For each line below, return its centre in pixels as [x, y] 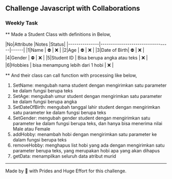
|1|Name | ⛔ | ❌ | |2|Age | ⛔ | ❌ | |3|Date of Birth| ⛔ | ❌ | [85, 50]
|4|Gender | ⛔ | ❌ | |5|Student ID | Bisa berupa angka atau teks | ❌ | [77, 57]
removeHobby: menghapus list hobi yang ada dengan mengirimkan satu [89, 145]
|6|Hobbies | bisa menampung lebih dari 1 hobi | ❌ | [59, 65]
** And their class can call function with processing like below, [71, 75]
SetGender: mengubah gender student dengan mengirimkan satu [81, 118]
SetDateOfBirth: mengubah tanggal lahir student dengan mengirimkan [86, 107]
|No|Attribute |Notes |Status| [35, 44]
